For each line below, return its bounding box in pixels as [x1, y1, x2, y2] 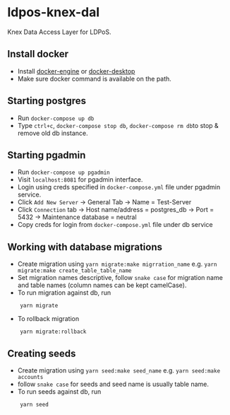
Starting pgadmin [7, 149, 86, 161]
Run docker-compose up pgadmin [17, 168, 111, 177]
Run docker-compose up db [17, 114, 95, 122]
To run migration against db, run [17, 288, 111, 297]
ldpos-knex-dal [7, 4, 100, 21]
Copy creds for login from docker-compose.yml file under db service [17, 221, 213, 229]
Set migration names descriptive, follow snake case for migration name [17, 274, 224, 282]
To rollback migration [17, 315, 80, 323]
